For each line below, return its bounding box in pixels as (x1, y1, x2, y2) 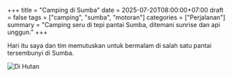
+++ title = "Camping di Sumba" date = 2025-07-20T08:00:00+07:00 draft (7, 6, 224, 14)
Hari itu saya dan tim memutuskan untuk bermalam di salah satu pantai (7, 42, 212, 49)
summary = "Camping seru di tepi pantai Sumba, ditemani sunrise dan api (7, 21, 221, 28)
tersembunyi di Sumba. (7, 49, 74, 57)
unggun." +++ (7, 28, 48, 36)
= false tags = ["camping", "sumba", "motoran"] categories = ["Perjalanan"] (7, 13, 226, 22)
